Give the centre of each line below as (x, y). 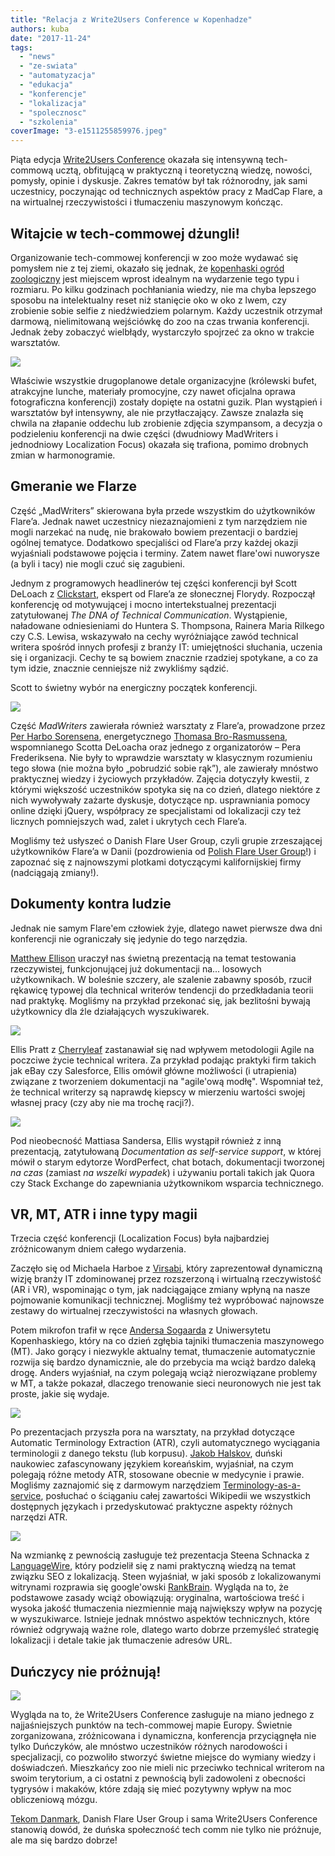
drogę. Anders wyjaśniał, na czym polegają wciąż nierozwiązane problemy (164, 1373)
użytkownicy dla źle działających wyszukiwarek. (110, 1011)
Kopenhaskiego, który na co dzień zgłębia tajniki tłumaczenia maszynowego (167, 1341)
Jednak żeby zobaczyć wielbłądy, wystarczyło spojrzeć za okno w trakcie (162, 332)
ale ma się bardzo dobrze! (64, 1840)
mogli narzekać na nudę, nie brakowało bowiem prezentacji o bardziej (154, 532)
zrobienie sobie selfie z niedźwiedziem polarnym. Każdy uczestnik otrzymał (166, 310)
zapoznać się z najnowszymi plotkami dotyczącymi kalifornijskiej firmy (156, 862)
